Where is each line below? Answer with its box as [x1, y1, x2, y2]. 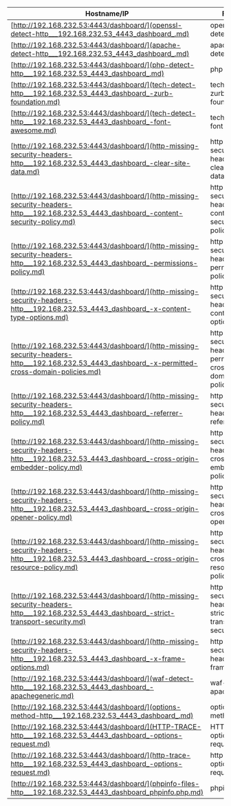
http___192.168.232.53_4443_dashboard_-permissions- [10, 259, 198, 268]
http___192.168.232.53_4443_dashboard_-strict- [10, 608, 175, 618]
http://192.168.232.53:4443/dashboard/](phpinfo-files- [13, 779, 200, 788]
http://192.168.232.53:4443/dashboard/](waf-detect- [13, 674, 195, 683]
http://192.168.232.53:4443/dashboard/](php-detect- [13, 60, 195, 70]
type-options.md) [10, 313, 69, 322]
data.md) [10, 167, 40, 177]
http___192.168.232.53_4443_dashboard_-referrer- [10, 408, 184, 418]
